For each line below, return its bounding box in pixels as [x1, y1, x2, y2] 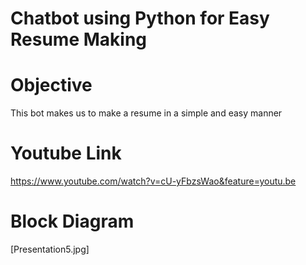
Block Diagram [10, 210, 135, 233]
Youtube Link [10, 142, 122, 165]
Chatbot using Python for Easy [10, 7, 270, 30]
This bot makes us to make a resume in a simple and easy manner [10, 107, 283, 119]
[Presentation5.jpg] [10, 243, 90, 255]
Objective [10, 74, 93, 97]
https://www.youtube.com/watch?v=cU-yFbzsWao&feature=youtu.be [10, 175, 297, 187]
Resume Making [10, 28, 147, 51]
